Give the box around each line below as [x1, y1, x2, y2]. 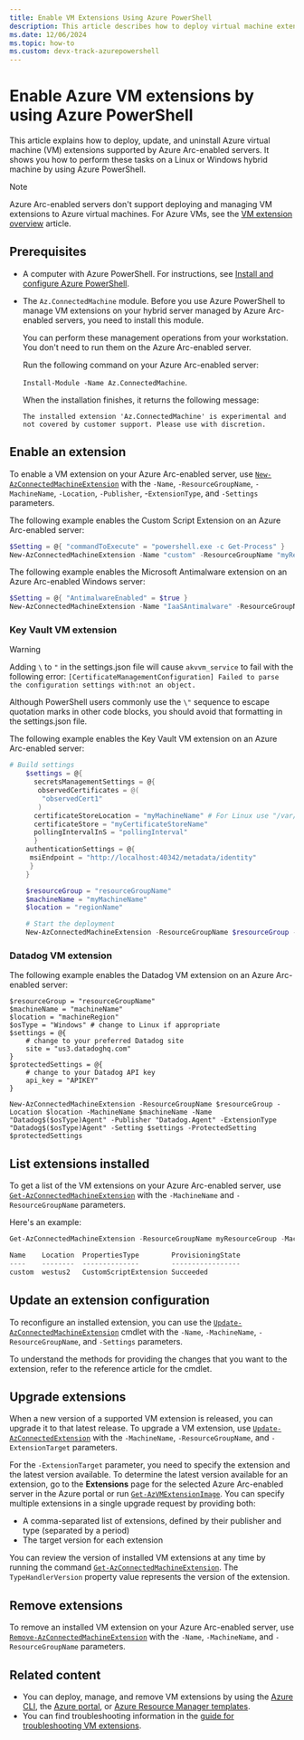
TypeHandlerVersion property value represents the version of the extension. [9, 1572, 290, 1583]
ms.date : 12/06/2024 [9, 30, 88, 39]
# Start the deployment [25, 919, 116, 928]
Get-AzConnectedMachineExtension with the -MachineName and [9, 1190, 235, 1201]
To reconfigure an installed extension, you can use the [9, 1317, 213, 1327]
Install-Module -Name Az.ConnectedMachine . [22, 376, 188, 387]
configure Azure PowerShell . [22, 278, 129, 289]
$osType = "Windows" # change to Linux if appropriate [9, 1021, 221, 1030]
